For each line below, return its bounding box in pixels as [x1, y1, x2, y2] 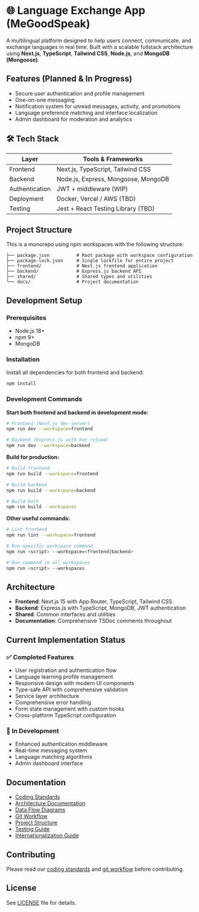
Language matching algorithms [14, 754, 92, 761]
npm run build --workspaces [6, 504, 77, 510]
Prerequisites [6, 313, 46, 322]
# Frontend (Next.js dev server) [6, 420, 90, 426]
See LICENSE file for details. [6, 899, 77, 906]
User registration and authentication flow [14, 666, 117, 674]
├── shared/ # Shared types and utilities [6, 273, 153, 280]
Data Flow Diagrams [14, 806, 66, 813]
